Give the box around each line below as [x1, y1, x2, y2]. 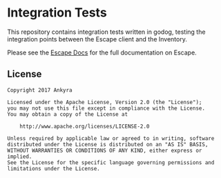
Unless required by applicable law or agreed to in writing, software [7, 135, 215, 142]
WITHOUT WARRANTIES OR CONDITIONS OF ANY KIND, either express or [7, 147, 202, 154]
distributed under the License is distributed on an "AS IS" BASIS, [7, 141, 209, 148]
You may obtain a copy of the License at [7, 110, 128, 118]
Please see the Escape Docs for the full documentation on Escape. [7, 48, 197, 57]
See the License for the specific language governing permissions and [7, 159, 215, 166]
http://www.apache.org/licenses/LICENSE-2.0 [19, 123, 150, 130]
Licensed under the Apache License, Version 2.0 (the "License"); [7, 99, 202, 106]
